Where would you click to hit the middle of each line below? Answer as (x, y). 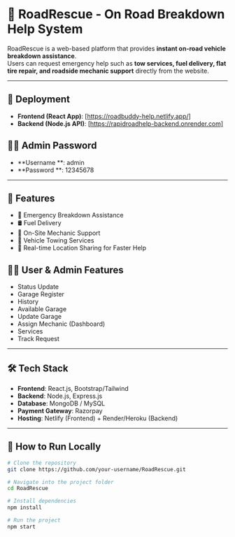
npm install (24, 508)
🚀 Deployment (38, 100)
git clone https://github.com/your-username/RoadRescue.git (97, 469)
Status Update (38, 287)
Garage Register (41, 294)
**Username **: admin (51, 162)
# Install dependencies (42, 501)
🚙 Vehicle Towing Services (56, 241)
